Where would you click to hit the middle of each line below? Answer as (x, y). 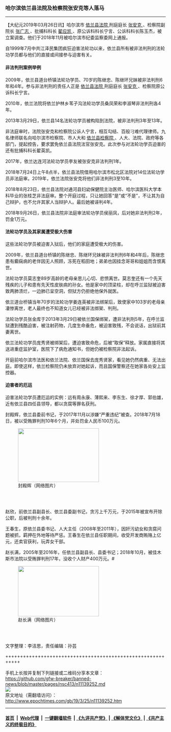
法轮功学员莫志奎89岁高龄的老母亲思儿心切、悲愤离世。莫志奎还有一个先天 (84, 278)
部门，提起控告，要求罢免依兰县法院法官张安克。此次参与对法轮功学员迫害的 (85, 144)
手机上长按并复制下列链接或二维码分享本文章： (54, 672)
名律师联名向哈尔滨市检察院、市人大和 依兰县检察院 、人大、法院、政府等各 (84, 137)
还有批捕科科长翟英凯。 (30, 150)
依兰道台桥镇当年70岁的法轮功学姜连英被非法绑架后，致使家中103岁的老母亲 (85, 302)
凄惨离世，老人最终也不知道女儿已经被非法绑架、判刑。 (63, 308)
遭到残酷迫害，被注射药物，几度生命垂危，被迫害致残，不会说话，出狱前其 (88, 325)
